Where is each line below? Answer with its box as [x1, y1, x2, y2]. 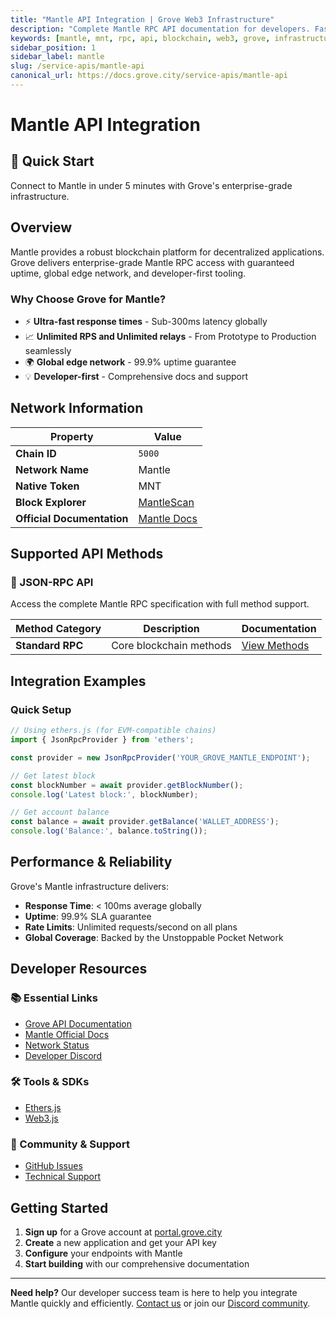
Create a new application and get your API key [24, 1236, 217, 1248]
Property [49, 429, 94, 443]
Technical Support [24, 1171, 102, 1183]
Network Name [15, 462, 90, 476]
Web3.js [24, 1112, 59, 1124]
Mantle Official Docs [24, 1028, 110, 1040]
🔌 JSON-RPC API [10, 576, 94, 590]
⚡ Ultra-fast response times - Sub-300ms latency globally [24, 315, 268, 327]
